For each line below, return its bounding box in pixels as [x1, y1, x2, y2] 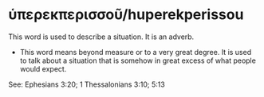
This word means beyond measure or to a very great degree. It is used [19, 47, 252, 56]
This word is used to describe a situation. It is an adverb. [8, 32, 195, 41]
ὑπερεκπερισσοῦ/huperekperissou [8, 6, 244, 24]
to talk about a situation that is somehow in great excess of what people [19, 56, 257, 65]
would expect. [19, 64, 67, 73]
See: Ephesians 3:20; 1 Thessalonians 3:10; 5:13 [8, 80, 165, 89]
